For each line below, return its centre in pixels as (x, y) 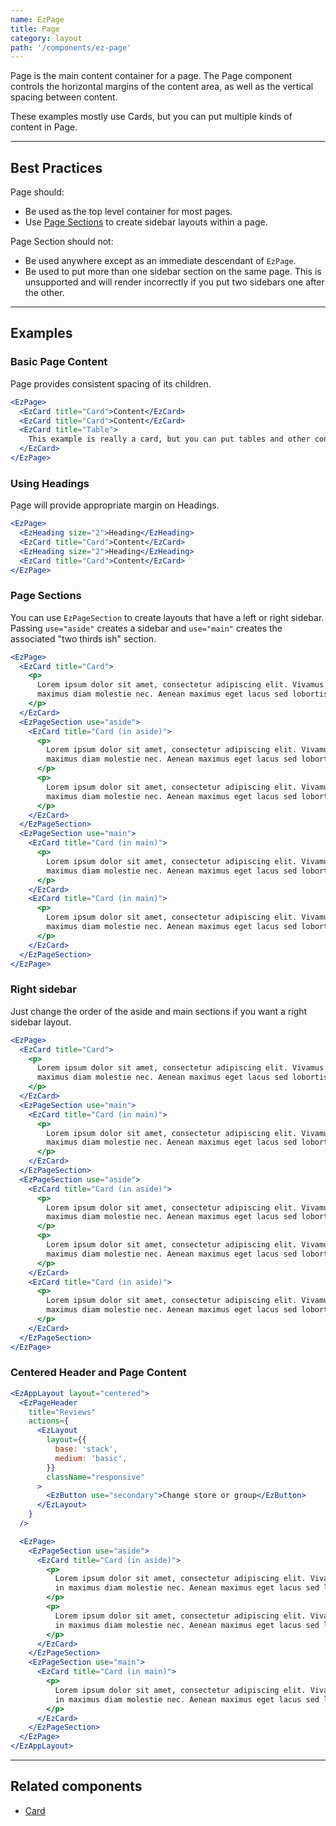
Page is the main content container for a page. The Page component (151, 76)
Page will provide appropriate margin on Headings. (115, 505)
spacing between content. (64, 97)
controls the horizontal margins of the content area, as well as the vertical (162, 87)
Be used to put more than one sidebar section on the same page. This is (173, 272)
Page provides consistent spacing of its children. (111, 383)
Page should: (37, 192)
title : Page (35, 29)
